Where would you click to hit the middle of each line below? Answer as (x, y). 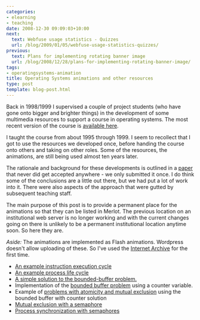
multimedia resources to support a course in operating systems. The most (97, 119)
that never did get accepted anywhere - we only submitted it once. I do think (100, 174)
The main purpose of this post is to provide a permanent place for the (92, 205)
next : (13, 34)
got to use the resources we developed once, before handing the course (95, 144)
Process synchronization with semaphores (67, 310)
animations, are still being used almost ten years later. (72, 156)
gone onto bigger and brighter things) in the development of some (87, 113)
